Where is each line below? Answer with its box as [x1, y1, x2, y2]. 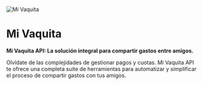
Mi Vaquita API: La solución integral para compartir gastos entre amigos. [6, 47, 193, 54]
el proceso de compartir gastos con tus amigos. [6, 72, 127, 79]
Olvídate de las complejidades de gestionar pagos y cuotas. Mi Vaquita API [6, 58, 195, 66]
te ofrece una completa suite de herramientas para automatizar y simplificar [6, 65, 197, 72]
